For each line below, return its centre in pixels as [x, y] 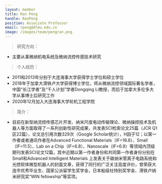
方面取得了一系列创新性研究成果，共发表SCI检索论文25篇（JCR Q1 [91, 128]
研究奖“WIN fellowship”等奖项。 [48, 176]
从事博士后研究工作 [35, 95]
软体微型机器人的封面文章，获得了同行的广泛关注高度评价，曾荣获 [86, 164]
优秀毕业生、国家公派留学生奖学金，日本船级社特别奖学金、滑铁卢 [86, 170]
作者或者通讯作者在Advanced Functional [52, 140]
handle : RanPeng [21, 18]
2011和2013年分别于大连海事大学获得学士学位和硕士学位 [68, 77]
